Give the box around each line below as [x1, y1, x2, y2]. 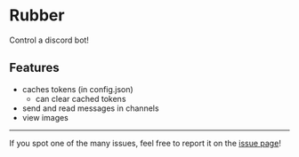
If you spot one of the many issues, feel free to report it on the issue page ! [9, 137, 282, 148]
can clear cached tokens [35, 93, 126, 104]
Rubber [9, 5, 65, 26]
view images [21, 112, 69, 122]
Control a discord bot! [9, 35, 89, 45]
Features [9, 60, 60, 75]
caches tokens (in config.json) [21, 83, 133, 94]
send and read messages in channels [21, 103, 159, 114]
